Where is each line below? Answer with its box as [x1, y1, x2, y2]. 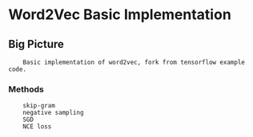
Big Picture [8, 37, 64, 51]
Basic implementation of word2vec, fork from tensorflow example [22, 58, 246, 66]
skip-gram [22, 102, 56, 110]
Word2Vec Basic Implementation [8, 6, 232, 24]
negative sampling [22, 109, 84, 117]
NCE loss [22, 123, 52, 131]
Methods [8, 84, 44, 95]
